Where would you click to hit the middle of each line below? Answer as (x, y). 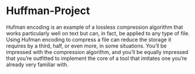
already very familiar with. (37, 64)
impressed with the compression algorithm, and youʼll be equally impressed (97, 52)
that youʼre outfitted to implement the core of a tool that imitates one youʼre (97, 58)
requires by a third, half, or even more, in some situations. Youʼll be (86, 46)
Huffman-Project (48, 11)
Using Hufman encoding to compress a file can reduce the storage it (89, 39)
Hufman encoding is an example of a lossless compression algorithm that (95, 27)
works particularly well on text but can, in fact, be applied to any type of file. (98, 33)
